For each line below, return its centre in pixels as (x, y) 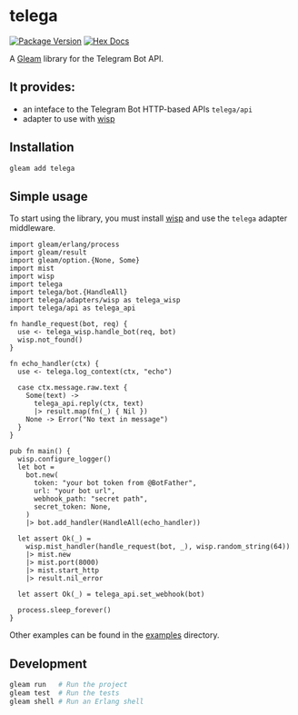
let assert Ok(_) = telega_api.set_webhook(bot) (111, 595)
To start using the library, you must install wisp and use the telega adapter (149, 218)
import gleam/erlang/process (65, 245)
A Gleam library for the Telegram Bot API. (86, 58)
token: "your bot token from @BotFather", (115, 483)
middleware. (33, 228)
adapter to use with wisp (69, 118)
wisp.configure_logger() (65, 460)
